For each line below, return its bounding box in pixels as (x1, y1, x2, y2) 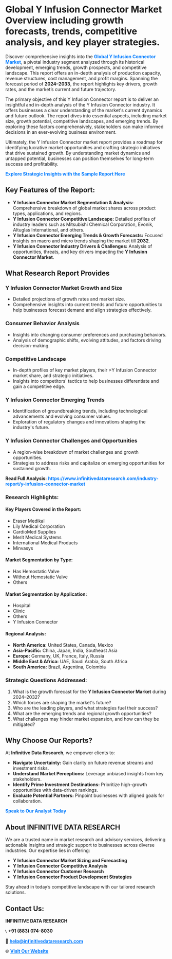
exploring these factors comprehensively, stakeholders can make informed (5, 123, 164, 130)
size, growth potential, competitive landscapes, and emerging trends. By (5, 118, 159, 124)
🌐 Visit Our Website (5, 948, 49, 954)
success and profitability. (5, 161, 59, 167)
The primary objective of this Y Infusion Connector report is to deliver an (5, 96, 159, 102)
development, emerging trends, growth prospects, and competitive (5, 64, 147, 70)
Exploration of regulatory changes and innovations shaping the (12, 419, 146, 425)
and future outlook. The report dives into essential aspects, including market (5, 112, 167, 119)
